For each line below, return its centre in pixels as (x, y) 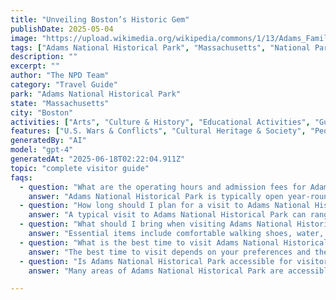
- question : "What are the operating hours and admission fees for (163, 187)
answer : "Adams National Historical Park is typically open (156, 196)
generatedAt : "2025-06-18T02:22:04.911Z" (98, 159)
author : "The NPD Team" (60, 76)
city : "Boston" (42, 112)
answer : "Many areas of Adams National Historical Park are (156, 271)
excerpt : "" (35, 66)
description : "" (44, 57)
